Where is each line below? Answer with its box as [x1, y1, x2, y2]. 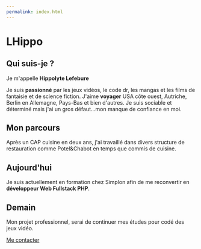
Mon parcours [6, 123, 60, 133]
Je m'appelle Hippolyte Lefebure [6, 75, 89, 82]
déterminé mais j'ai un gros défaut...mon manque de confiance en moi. [6, 105, 182, 112]
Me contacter [6, 236, 40, 244]
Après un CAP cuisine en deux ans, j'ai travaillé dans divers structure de [6, 139, 185, 146]
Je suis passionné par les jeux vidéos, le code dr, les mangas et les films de [6, 86, 196, 93]
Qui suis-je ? [6, 58, 55, 69]
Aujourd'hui [6, 162, 52, 173]
